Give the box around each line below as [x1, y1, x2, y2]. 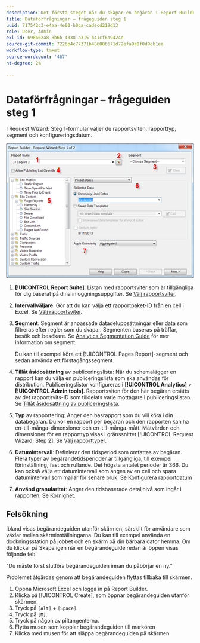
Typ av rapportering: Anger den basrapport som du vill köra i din [14, 411, 173, 418]
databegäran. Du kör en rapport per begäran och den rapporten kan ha [14, 418, 189, 425]
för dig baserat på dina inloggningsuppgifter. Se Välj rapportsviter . [14, 290, 177, 297]
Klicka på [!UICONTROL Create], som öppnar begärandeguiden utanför [14, 592, 189, 599]
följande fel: [6, 550, 36, 558]
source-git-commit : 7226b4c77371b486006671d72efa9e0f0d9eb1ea [6, 41, 164, 47]
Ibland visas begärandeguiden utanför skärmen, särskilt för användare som [6, 525, 190, 532]
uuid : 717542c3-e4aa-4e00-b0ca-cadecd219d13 [6, 22, 118, 28]
